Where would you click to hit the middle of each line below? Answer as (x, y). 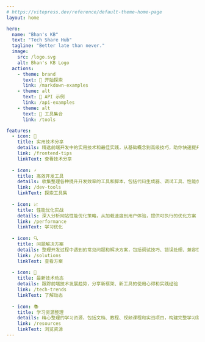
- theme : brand (37, 74)
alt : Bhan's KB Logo (43, 63)
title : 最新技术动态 (41, 278)
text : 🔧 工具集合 (42, 114)
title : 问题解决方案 (41, 244)
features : (19, 131)
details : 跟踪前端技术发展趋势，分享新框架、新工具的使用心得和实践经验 (98, 284)
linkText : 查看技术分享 (45, 159)
